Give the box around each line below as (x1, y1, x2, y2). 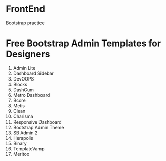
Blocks (13, 81, 27, 87)
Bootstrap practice (6, 20, 45, 26)
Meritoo (13, 151, 30, 157)
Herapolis (13, 135, 33, 141)
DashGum (13, 87, 34, 93)
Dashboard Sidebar (13, 70, 54, 76)
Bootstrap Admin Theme (13, 124, 64, 130)
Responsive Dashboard (13, 118, 62, 125)
